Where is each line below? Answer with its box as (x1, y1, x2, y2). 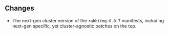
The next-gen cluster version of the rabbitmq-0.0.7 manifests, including (12, 17, 164, 23)
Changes (5, 4, 34, 13)
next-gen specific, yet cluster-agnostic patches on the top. (12, 23, 137, 29)
